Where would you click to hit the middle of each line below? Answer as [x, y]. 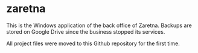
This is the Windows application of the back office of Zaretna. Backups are [99, 25]
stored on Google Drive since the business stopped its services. [86, 31]
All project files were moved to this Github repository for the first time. [93, 43]
